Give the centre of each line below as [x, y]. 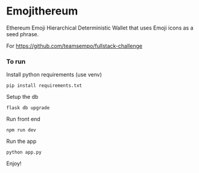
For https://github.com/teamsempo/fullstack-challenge [74, 46]
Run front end [23, 119]
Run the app [21, 141]
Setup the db [22, 97]
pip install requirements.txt [44, 86]
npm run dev [21, 130]
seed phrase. [23, 34]
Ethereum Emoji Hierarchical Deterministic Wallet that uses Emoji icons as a [100, 28]
